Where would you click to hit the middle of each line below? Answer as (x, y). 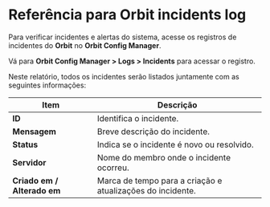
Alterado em (37, 190)
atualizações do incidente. (147, 190)
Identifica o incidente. (138, 118)
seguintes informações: (47, 85)
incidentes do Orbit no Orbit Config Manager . (85, 45)
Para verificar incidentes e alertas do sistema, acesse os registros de (123, 37)
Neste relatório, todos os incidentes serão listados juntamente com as (124, 76)
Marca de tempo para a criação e (160, 181)
